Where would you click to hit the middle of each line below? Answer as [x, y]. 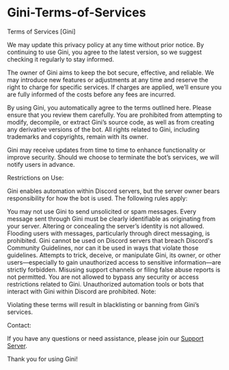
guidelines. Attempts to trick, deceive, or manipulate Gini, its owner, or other [114, 255]
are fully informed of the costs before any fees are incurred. [91, 94]
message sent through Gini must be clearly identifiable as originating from [111, 219]
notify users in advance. [41, 164]
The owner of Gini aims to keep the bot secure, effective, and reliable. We [111, 72]
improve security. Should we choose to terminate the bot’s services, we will [113, 157]
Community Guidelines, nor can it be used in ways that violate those [103, 248]
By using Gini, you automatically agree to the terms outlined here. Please [109, 107]
